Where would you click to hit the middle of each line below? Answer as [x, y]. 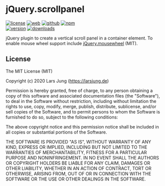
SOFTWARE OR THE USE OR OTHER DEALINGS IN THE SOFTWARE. [76, 179]
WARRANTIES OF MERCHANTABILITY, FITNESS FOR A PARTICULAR [76, 152]
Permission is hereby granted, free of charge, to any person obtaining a [79, 90]
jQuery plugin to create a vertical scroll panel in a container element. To [79, 38]
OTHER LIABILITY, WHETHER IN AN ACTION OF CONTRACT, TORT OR [78, 168]
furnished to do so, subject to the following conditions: [62, 117]
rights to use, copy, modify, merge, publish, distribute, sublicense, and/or [81, 106]
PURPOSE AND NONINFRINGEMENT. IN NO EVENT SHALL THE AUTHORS [82, 157]
